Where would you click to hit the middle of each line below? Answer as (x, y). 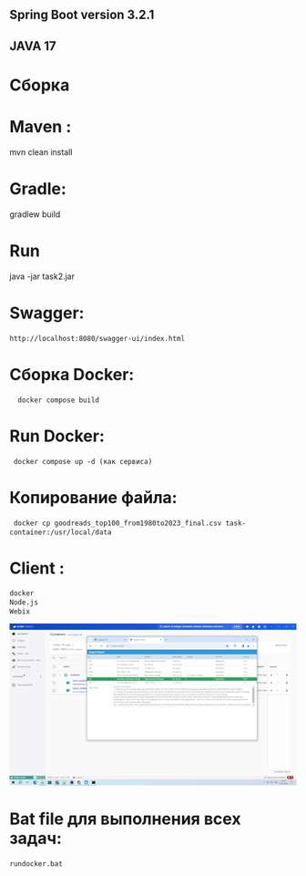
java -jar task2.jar (42, 276)
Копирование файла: (93, 497)
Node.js (24, 603)
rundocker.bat (36, 864)
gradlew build (35, 214)
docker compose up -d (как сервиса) (83, 461)
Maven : (41, 127)
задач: (36, 839)
